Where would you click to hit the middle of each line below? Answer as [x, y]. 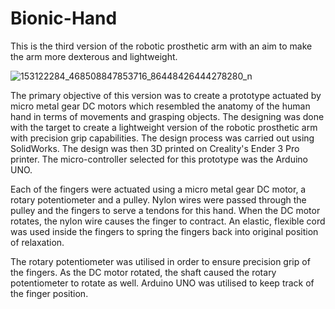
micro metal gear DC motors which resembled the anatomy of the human [160, 106]
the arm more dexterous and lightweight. [94, 56]
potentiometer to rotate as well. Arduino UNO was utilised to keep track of [162, 283]
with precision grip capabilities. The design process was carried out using [162, 138]
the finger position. [49, 293]
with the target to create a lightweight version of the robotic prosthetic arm [164, 127]
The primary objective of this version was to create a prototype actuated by [166, 95]
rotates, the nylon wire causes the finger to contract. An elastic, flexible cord [168, 221]
